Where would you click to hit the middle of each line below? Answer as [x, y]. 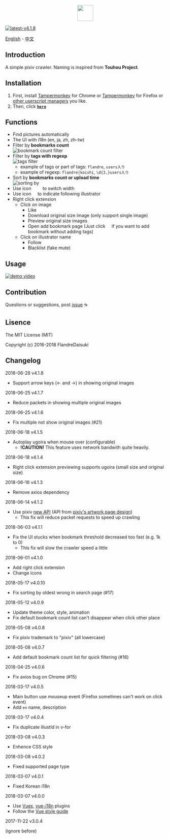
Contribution [26, 292]
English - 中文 [20, 39]
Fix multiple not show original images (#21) [57, 422]
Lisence [18, 323]
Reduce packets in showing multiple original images [67, 402]
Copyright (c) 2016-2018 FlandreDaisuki [47, 344]
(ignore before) [21, 831]
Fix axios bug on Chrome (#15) [45, 677]
